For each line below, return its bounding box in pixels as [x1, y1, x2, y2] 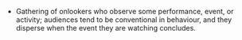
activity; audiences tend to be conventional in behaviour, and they [15, 15, 232, 24]
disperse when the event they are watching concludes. [15, 24, 197, 32]
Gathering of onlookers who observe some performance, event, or [15, 7, 234, 16]
